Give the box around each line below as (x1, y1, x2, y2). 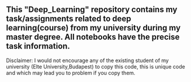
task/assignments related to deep (6, 14, 131, 24)
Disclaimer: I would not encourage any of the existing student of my (6, 57, 169, 64)
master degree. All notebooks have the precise (6, 32, 180, 42)
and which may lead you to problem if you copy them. (6, 69, 136, 76)
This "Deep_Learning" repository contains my (6, 5, 178, 15)
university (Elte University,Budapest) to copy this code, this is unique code (6, 63, 185, 70)
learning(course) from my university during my (6, 23, 181, 33)
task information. (6, 41, 70, 52)
